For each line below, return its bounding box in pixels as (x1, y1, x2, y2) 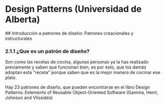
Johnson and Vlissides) (5, 95, 53, 101)
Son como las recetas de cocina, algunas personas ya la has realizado (5, 59, 149, 65)
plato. (5, 75, 17, 81)
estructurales (5, 35, 32, 41)
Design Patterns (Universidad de (5, 3, 142, 15)
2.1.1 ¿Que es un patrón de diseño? (5, 48, 90, 55)
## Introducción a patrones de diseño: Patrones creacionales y (5, 30, 134, 36)
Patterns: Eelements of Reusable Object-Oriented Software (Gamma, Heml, (5, 90, 159, 96)
